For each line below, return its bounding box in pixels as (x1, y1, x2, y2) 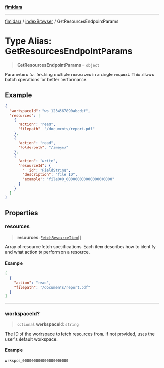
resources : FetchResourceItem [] (17, 234, 82, 240)
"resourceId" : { (18, 163, 51, 168)
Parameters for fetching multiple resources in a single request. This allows (5, 71, 155, 77)
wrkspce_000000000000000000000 (5, 358, 69, 363)
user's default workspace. (5, 336, 58, 342)
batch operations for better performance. (5, 76, 88, 82)
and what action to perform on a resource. (5, 249, 90, 255)
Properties (5, 208, 38, 217)
